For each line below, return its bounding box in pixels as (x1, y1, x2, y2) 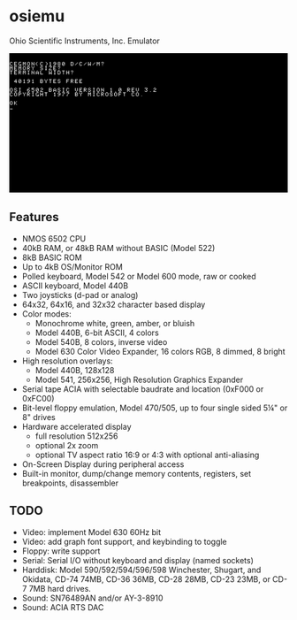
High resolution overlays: (21, 356, 113, 366)
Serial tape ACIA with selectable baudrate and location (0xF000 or (21, 383, 264, 394)
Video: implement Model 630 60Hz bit (21, 526, 162, 537)
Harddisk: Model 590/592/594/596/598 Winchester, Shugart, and (21, 564, 262, 575)
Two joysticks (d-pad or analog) (21, 289, 139, 300)
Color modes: (21, 308, 72, 319)
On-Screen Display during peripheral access (21, 458, 185, 470)
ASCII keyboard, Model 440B (21, 280, 129, 291)
